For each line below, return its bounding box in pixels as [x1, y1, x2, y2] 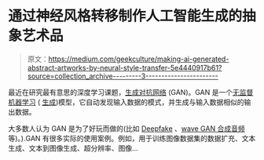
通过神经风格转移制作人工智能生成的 [8, 7, 243, 25]
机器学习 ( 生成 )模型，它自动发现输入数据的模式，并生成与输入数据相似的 [8, 97, 245, 107]
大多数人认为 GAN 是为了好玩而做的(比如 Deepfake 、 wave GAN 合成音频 [8, 123, 245, 133]
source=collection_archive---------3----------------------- [27, 71, 218, 81]
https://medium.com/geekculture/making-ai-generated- [48, 54, 229, 64]
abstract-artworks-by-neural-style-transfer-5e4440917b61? [27, 63, 222, 72]
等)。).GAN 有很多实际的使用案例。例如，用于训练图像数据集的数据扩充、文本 [8, 133, 256, 143]
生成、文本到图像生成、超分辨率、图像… [8, 143, 139, 153]
